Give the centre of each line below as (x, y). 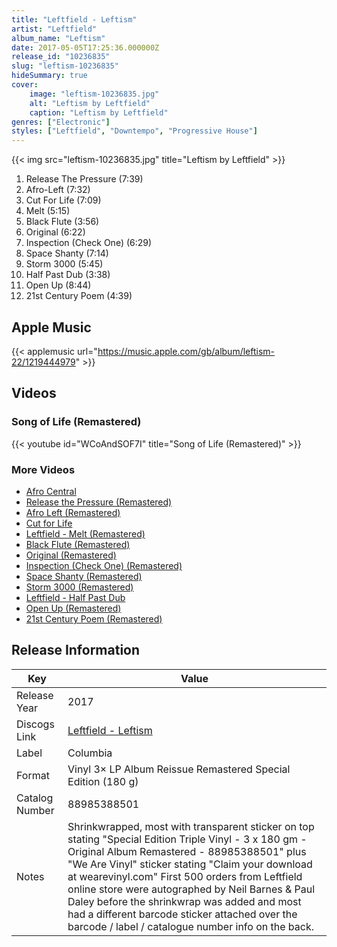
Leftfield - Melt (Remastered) (85, 533)
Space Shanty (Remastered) (84, 576)
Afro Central (51, 491)
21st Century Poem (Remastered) (94, 618)
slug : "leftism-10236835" (65, 66)
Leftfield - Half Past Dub (75, 597)
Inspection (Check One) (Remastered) (104, 565)
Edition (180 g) (103, 781)
